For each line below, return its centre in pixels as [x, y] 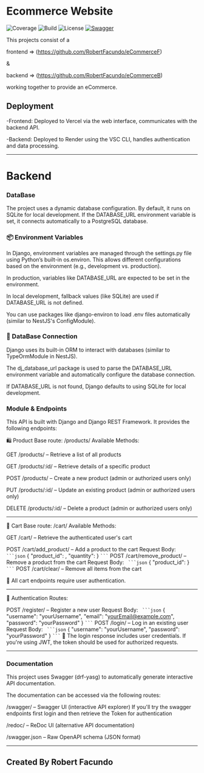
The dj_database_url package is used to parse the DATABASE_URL [89, 368]
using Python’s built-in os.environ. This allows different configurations [93, 259]
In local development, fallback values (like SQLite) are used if [83, 296]
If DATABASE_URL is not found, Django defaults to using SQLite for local [96, 386]
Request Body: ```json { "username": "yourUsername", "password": [93, 629]
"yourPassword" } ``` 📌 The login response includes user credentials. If [96, 636]
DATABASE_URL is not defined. [45, 302]
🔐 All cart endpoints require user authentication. [66, 581]
